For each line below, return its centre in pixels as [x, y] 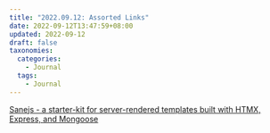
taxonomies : [31, 51]
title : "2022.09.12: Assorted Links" [79, 17]
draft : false [33, 42]
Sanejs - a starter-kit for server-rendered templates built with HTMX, [135, 109]
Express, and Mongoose [54, 119]
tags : [28, 76]
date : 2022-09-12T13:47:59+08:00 [71, 26]
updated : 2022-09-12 [48, 34]
